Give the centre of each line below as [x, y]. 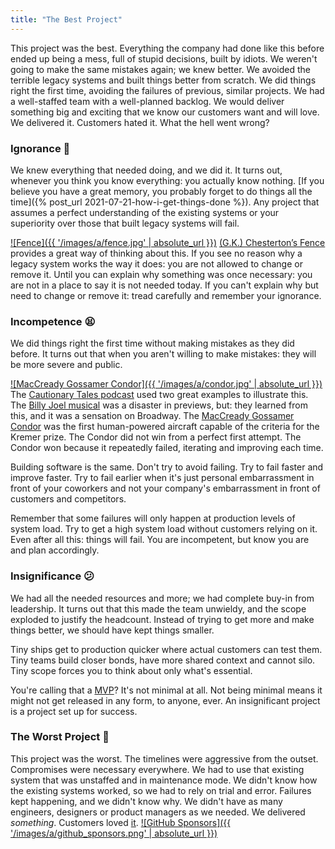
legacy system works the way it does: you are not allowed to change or [156, 263]
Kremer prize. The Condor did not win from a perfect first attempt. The [156, 437]
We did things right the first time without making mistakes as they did [152, 343]
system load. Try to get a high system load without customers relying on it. [164, 529]
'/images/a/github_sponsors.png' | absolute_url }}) [114, 833]
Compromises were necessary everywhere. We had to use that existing [157, 769]
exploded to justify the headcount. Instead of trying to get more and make [162, 619]
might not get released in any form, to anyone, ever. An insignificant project [165, 700]
